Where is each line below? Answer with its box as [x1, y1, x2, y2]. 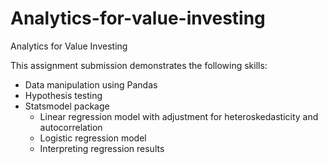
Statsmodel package [24, 100, 110, 112]
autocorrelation [39, 121, 103, 133]
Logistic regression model [39, 132, 147, 144]
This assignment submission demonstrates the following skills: [10, 59, 268, 71]
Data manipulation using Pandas [24, 78, 158, 91]
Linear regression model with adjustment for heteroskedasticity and [39, 110, 319, 122]
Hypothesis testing [24, 89, 103, 101]
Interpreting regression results [39, 142, 165, 154]
